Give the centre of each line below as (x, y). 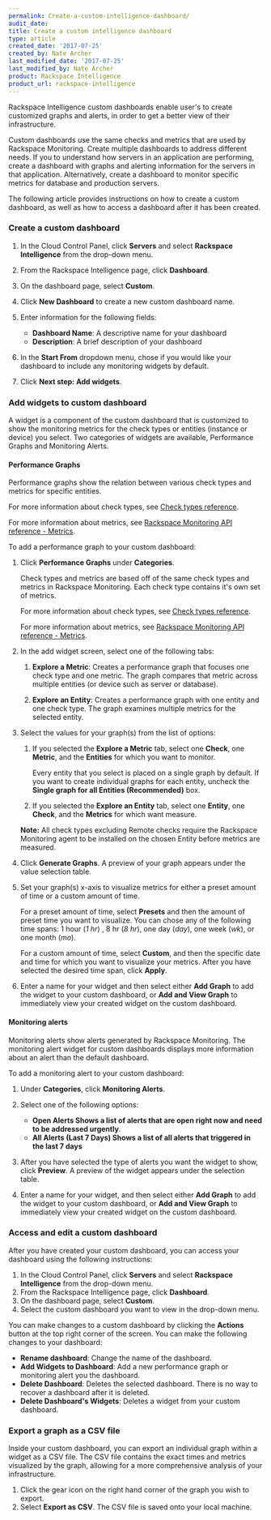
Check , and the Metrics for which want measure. (114, 815)
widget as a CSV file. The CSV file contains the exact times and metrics (127, 1457)
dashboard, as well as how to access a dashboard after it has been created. (135, 207)
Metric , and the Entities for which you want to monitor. (124, 757)
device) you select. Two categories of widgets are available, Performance (131, 438)
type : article (32, 39)
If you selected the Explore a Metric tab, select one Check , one (138, 749)
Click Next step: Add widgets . (71, 381)
